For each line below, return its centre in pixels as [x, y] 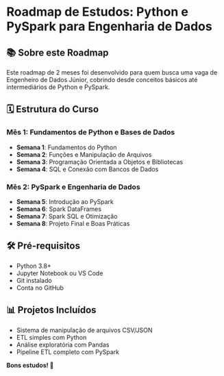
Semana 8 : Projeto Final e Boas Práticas [73, 223]
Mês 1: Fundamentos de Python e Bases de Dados [91, 132]
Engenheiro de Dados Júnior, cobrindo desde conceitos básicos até [102, 80]
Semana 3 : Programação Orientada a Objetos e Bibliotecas [99, 162]
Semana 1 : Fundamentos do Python [66, 147]
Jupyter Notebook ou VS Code [60, 273]
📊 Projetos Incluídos [51, 310]
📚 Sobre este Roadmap [58, 52]
